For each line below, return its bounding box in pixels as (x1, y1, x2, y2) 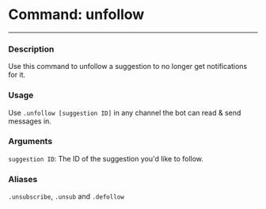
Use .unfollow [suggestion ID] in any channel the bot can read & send (8, 108, 241, 117)
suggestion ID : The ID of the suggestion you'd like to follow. (8, 154, 204, 163)
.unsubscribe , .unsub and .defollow (8, 192, 124, 201)
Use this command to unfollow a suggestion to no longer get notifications (8, 62, 248, 71)
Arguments (8, 136, 53, 147)
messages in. (8, 116, 51, 126)
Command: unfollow (8, 6, 145, 24)
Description (8, 44, 55, 55)
